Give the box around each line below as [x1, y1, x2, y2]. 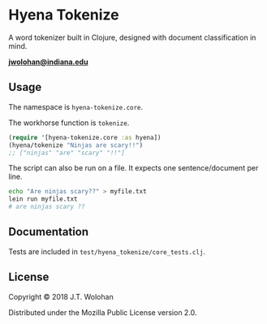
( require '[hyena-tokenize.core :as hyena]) [8, 133, 161, 141]
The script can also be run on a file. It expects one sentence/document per [8, 163, 259, 173]
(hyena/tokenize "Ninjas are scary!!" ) [8, 140, 144, 149]
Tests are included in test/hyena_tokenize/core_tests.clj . [8, 246, 205, 257]
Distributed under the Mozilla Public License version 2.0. [8, 307, 197, 318]
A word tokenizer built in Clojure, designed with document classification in [8, 32, 256, 42]
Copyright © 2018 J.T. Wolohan [8, 292, 114, 301]
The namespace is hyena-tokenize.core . [8, 102, 144, 111]
